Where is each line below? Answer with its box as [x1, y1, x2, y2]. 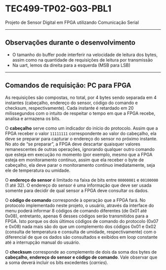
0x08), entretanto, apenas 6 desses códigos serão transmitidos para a [5, 213, 148, 219]
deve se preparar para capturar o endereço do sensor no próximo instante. [5, 135, 158, 141]
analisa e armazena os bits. [5, 115, 61, 122]
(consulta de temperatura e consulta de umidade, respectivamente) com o [5, 229, 157, 235]
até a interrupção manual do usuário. [5, 239, 81, 245]
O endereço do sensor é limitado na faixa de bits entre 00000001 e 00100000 [5, 177, 159, 183]
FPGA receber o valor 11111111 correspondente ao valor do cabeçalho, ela [5, 130, 157, 136]
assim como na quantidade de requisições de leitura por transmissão [12, 57, 153, 63]
